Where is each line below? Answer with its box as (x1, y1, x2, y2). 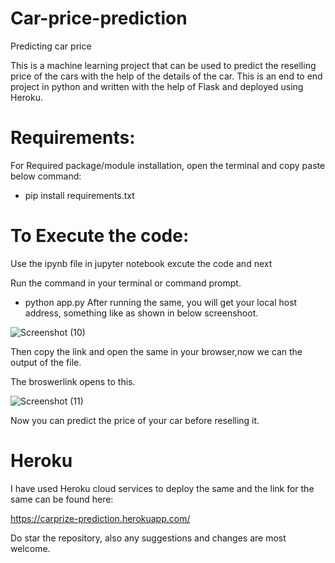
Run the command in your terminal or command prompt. (10, 277, 242, 289)
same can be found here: (10, 493, 114, 505)
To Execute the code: (10, 225, 190, 247)
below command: (10, 170, 82, 182)
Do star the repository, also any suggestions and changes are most (10, 532, 287, 544)
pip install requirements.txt (24, 189, 135, 201)
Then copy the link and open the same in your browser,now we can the (10, 345, 303, 357)
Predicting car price (10, 40, 92, 52)
